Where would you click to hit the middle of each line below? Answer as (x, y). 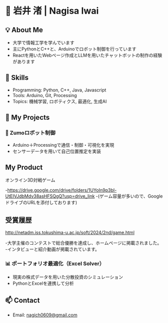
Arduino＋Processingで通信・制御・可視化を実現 (63, 145)
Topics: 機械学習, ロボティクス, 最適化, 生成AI (60, 101)
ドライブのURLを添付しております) (41, 203)
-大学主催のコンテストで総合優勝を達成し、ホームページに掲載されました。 (83, 243)
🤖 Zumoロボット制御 (30, 133)
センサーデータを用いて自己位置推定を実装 (57, 151)
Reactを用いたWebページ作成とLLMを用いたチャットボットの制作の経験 (87, 55)
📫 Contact (23, 300)
